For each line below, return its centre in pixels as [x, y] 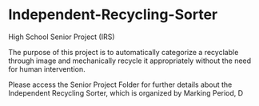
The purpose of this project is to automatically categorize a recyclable [124, 52]
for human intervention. [47, 69]
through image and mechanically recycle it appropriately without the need [130, 61]
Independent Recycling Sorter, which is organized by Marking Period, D [126, 92]
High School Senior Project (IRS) [62, 37]
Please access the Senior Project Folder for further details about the [120, 84]
